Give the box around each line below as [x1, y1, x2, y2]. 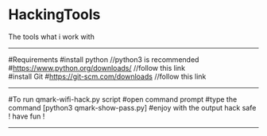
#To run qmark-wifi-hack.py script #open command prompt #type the [8, 94, 238, 104]
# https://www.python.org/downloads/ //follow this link [8, 63, 185, 72]
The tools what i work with [8, 32, 95, 41]
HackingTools [8, 6, 101, 24]
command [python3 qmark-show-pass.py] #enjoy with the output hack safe [8, 103, 257, 112]
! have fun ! [8, 111, 45, 121]
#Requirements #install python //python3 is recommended [8, 54, 199, 64]
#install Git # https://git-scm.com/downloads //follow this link [8, 72, 207, 81]
